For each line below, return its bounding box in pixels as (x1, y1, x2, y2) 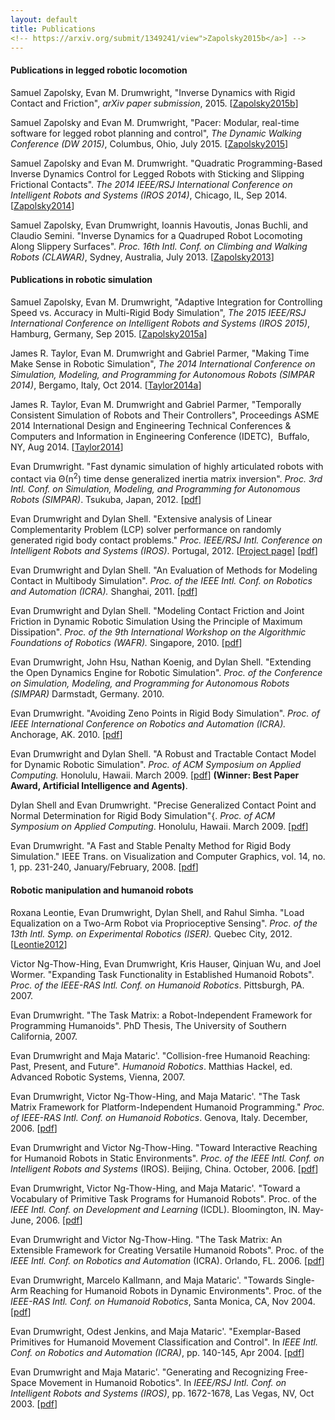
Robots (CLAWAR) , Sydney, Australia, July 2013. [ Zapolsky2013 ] (10, 251, 275, 263)
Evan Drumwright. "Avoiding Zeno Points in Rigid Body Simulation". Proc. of (10, 707, 321, 720)
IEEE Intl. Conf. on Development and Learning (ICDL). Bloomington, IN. (10, 1203, 301, 1215)
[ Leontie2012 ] (10, 938, 68, 950)
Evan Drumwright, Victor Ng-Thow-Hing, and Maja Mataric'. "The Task (10, 1090, 301, 1102)
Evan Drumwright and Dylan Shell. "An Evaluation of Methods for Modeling (10, 564, 318, 576)
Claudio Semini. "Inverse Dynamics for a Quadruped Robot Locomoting (10, 229, 303, 241)
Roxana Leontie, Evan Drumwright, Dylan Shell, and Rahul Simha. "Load (10, 906, 305, 918)
